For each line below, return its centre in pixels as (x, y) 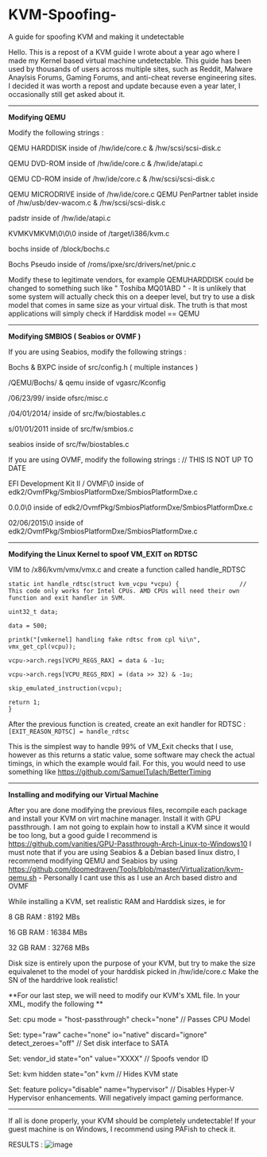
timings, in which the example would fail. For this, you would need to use (127, 763)
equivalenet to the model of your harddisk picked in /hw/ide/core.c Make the (133, 971)
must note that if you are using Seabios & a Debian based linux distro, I (124, 852)
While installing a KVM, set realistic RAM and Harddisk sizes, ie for (117, 901)
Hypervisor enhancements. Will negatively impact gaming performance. (126, 1097)
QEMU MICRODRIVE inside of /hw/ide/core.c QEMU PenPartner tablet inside (133, 194)
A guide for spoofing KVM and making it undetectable (96, 37)
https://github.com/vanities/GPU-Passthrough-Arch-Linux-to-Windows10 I (130, 844)
